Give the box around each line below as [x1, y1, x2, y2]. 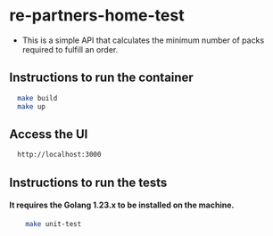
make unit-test [25, 219, 82, 228]
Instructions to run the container [9, 70, 194, 85]
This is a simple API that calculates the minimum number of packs [21, 35, 265, 45]
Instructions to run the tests [9, 175, 168, 190]
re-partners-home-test [9, 5, 185, 26]
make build [17, 94, 58, 102]
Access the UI [9, 126, 88, 142]
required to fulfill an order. [21, 44, 119, 54]
